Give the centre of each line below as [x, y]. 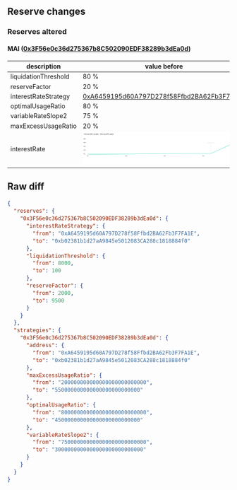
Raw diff [26, 187]
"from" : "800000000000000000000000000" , [93, 412]
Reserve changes [47, 12]
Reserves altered [37, 32]
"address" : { [45, 346]
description [44, 66]
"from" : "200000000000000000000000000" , [93, 383]
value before [164, 66]
